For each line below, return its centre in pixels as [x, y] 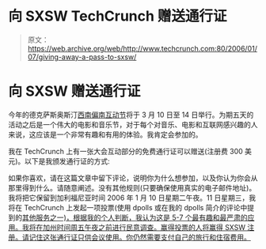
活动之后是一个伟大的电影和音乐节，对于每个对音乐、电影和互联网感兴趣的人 [133, 124]
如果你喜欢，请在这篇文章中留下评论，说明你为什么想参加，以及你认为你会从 [133, 178]
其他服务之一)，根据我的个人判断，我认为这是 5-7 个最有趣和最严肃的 [135, 217]
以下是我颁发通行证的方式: [68, 161]
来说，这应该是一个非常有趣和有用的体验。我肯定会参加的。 [105, 134]
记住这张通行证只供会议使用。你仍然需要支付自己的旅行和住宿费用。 [140, 237]
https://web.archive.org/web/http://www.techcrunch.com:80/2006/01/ [142, 48]
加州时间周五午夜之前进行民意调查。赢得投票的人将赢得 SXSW [144, 227]
